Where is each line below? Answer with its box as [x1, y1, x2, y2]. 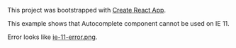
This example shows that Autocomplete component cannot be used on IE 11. [7, 19, 230, 27]
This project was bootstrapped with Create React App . [7, 6, 167, 14]
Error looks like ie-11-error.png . [7, 33, 98, 41]
